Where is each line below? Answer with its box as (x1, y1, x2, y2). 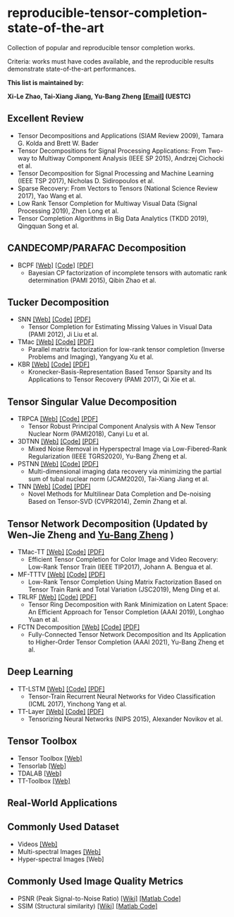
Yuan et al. (27, 616, 59, 623)
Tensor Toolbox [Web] (17, 754, 82, 762)
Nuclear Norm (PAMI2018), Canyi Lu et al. (27, 429, 149, 438)
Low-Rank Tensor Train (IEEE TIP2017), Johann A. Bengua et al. (27, 563, 213, 571)
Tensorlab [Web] (17, 761, 67, 770)
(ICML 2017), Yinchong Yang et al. (27, 699, 127, 708)
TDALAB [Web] (17, 769, 62, 778)
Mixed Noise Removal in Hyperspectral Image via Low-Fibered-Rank (27, 444, 227, 454)
